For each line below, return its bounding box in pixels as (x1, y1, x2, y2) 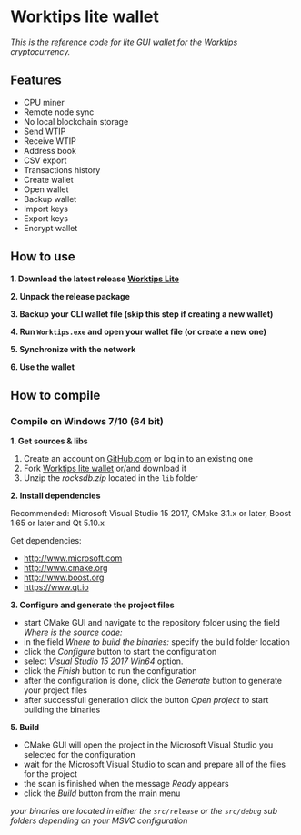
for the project (23, 769, 78, 779)
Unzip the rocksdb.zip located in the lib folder (23, 473, 198, 484)
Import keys (23, 203, 69, 214)
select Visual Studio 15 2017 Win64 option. (23, 656, 184, 667)
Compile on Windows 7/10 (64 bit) (10, 414, 165, 427)
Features (10, 73, 62, 88)
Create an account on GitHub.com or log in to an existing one (23, 453, 254, 464)
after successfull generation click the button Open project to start (23, 695, 269, 706)
